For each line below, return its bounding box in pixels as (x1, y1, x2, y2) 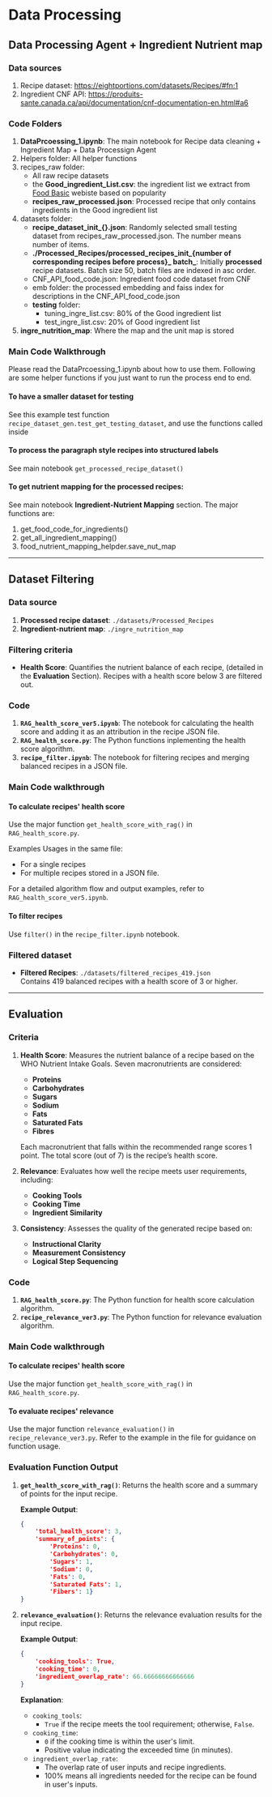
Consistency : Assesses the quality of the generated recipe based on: (19, 1223, 253, 1233)
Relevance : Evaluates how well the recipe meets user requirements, (19, 1166, 247, 1176)
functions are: (8, 509, 55, 519)
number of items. (32, 240, 90, 250)
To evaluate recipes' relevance (8, 1406, 114, 1415)
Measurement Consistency (32, 1248, 126, 1257)
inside (8, 427, 29, 437)
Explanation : (19, 1695, 64, 1705)
